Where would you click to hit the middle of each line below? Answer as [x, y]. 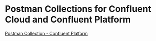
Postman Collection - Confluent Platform [47, 33]
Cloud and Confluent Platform [68, 20]
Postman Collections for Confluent [78, 9]
